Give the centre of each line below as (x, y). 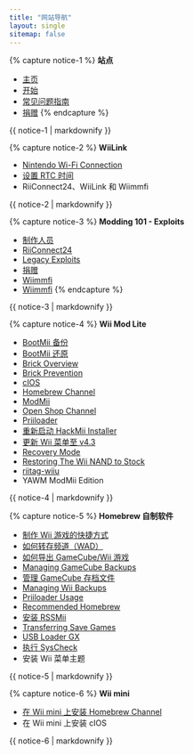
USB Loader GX (51, 637)
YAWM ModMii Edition (63, 481)
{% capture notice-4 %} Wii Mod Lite (78, 324)
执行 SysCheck (50, 647)
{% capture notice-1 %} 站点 (61, 61)
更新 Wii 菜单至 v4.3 (59, 442)
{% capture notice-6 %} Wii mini (70, 694)
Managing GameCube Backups (79, 567)
